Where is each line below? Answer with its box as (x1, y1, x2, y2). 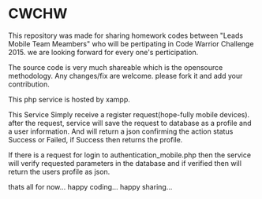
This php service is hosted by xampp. (8, 94, 130, 104)
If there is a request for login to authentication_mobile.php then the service (8, 150, 251, 160)
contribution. (8, 79, 50, 89)
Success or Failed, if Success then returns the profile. (8, 135, 183, 144)
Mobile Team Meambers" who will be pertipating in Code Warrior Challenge (8, 39, 254, 48)
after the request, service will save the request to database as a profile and (8, 118, 252, 127)
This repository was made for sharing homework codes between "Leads (8, 31, 243, 40)
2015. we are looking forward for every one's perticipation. (8, 47, 199, 57)
